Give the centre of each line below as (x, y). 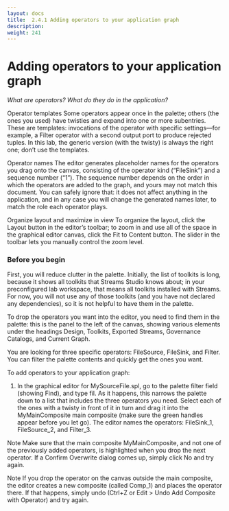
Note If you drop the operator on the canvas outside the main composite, (110, 478)
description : (26, 26)
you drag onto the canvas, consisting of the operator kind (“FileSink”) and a (114, 170)
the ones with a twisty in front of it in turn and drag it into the (103, 408)
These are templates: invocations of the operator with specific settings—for (114, 128)
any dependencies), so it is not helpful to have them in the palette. (100, 304)
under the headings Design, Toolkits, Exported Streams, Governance (104, 332)
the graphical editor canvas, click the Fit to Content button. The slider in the (114, 235)
